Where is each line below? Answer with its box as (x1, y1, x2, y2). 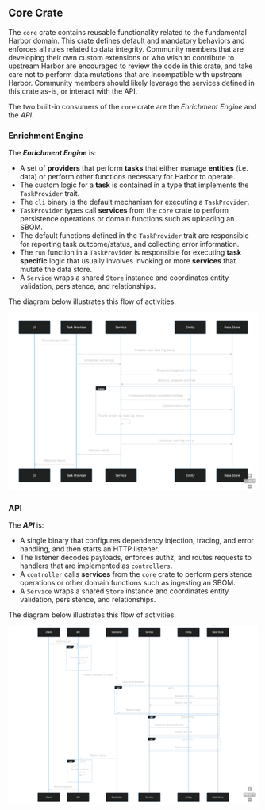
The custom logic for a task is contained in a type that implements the (19, 180, 249, 190)
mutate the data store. (19, 265, 93, 274)
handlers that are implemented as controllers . (19, 561, 173, 570)
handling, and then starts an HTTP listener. (19, 544, 160, 554)
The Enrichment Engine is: (8, 148, 97, 158)
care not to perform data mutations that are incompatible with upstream (8, 69, 243, 79)
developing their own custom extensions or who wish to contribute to (8, 52, 235, 62)
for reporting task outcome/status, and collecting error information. (19, 240, 240, 249)
